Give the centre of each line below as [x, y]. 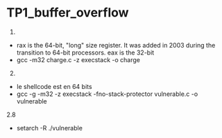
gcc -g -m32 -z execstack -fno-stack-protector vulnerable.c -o [107, 94]
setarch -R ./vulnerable [49, 128]
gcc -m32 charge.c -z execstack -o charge [78, 59]
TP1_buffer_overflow [68, 13]
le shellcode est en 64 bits [54, 86]
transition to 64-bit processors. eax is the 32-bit [85, 52]
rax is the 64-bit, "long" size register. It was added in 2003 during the [116, 45]
